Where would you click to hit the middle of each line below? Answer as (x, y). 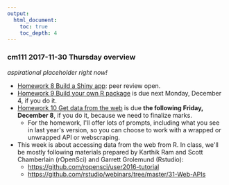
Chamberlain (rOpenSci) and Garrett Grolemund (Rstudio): (100, 159)
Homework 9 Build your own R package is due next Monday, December (119, 93)
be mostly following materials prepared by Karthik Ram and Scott (110, 152)
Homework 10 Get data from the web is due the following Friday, (110, 107)
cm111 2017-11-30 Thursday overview (71, 58)
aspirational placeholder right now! (57, 72)
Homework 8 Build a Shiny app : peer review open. (89, 86)
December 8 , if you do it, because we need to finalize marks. (104, 115)
